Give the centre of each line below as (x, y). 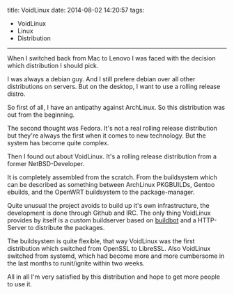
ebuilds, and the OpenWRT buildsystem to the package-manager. (101, 192)
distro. (16, 94)
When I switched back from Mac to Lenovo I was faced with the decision (111, 58)
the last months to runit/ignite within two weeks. (76, 263)
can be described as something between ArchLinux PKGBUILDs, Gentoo (111, 185)
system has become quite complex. (58, 143)
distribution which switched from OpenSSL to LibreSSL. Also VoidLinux (109, 248)
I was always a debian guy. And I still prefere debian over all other (101, 79)
